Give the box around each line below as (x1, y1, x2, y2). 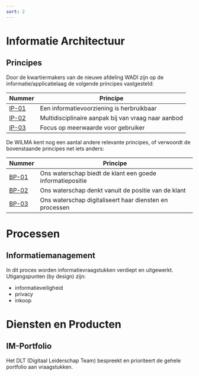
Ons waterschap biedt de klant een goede (40, 169, 157, 177)
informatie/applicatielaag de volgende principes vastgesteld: (6, 80, 154, 87)
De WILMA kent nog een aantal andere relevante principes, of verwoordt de (6, 138, 191, 146)
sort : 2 (6, 8, 25, 15)
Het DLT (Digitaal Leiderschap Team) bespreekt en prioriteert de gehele (6, 357, 181, 364)
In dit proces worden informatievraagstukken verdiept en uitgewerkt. (6, 266, 174, 273)
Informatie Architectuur (6, 34, 126, 48)
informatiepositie (40, 176, 87, 185)
